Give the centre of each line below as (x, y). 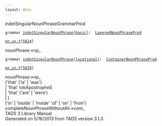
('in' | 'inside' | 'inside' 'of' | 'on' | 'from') (46, 103)
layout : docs (18, 10)
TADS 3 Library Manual (28, 113)
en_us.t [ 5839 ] (20, 68)
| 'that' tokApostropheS (29, 87)
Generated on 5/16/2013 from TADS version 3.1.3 (54, 119)
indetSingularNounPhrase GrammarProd (45, 24)
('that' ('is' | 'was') (24, 82)
